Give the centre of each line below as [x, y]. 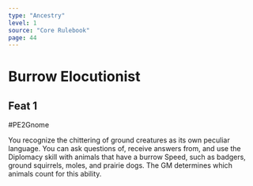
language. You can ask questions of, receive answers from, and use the [125, 149]
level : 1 [23, 23]
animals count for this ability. [55, 174]
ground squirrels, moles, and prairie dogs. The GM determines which [121, 165]
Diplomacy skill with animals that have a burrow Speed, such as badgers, [127, 157]
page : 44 [23, 38]
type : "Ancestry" [37, 15]
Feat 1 [23, 106]
